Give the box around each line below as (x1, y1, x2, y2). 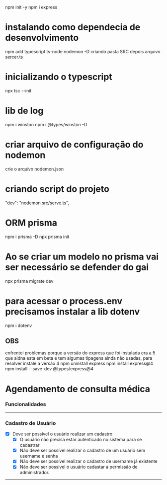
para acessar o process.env (5, 295, 123, 307)
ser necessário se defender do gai (5, 261, 149, 273)
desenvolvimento (5, 32, 79, 44)
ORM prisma (5, 217, 57, 228)
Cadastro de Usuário (5, 419, 56, 426)
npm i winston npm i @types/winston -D (5, 121, 87, 127)
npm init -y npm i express (5, 4, 58, 10)
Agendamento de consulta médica (5, 383, 151, 395)
